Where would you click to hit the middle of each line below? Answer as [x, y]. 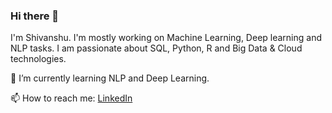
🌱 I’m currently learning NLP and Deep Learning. [110, 78]
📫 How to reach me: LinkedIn [71, 98]
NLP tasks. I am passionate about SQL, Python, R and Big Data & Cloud [156, 48]
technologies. [38, 59]
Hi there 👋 [35, 16]
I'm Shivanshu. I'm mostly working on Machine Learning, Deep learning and [166, 38]
